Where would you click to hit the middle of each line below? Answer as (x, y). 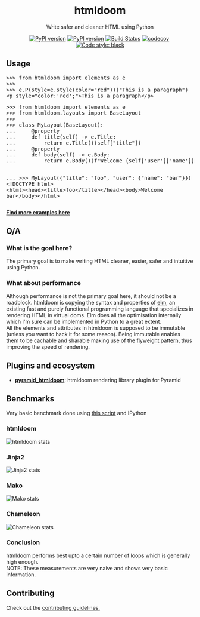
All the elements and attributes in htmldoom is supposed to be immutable (96, 328)
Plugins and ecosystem (51, 366)
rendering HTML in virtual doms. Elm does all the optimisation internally (94, 315)
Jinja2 (15, 457)
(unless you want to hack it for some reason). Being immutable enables (93, 334)
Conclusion (23, 542)
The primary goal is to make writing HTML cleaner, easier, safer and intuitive (100, 261)
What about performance (44, 283)
